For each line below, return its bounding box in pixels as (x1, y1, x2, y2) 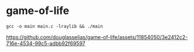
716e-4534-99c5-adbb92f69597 (6, 40, 86, 47)
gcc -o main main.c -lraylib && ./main (6, 23, 103, 29)
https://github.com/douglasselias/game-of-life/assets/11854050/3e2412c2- (6, 33, 188, 40)
